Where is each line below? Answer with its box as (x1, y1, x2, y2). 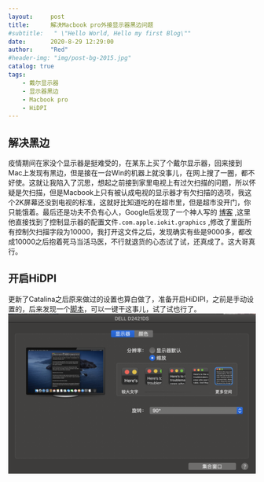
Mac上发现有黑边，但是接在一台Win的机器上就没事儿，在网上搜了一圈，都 (8, 168, 248, 178)
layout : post (8, 13, 65, 20)
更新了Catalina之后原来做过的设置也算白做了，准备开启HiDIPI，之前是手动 (8, 294, 247, 304)
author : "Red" (8, 46, 68, 54)
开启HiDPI (8, 272, 57, 285)
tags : (8, 71, 26, 79)
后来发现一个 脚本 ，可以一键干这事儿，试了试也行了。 (28, 304, 201, 314)
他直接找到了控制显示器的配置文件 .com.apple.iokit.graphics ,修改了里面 (8, 217, 245, 227)
